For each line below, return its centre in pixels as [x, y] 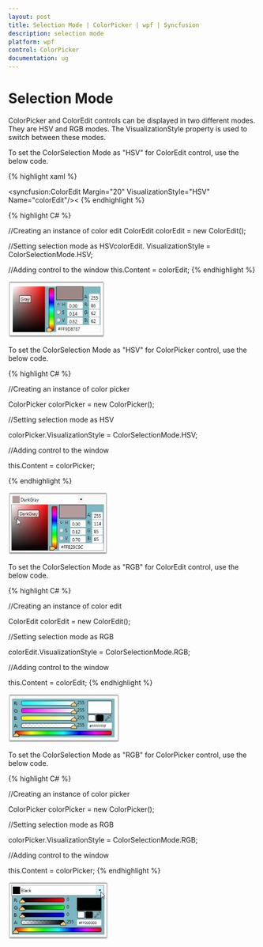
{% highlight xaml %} [43, 176]
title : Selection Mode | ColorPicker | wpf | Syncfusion [104, 25]
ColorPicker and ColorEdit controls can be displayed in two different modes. [132, 120]
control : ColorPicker [44, 50]
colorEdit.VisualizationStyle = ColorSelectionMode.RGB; [100, 652]
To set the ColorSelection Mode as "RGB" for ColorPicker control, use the [128, 755]
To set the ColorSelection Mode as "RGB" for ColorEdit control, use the [124, 566]
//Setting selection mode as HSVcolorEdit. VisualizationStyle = [109, 246]
